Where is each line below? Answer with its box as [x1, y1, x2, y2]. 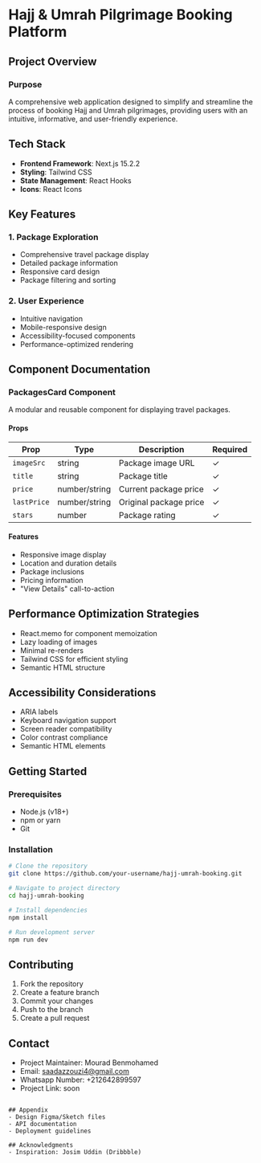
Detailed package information [19, 259, 118, 268]
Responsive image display [19, 549, 107, 559]
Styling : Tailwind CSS [19, 167, 92, 177]
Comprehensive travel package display [19, 250, 149, 259]
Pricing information [19, 575, 84, 585]
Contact [8, 1036, 50, 1050]
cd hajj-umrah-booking [8, 892, 84, 900]
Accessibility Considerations [8, 685, 157, 700]
